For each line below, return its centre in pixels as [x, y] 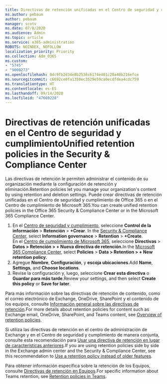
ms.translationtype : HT [30, 84]
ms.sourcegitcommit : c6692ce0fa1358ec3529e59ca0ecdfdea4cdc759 [72, 79]
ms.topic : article [24, 38]
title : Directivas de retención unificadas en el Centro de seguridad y [82, 10]
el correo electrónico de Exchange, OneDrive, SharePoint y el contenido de [82, 299]
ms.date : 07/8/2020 [25, 28]
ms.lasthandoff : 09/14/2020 [34, 93]
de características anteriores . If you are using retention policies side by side [82, 346]
